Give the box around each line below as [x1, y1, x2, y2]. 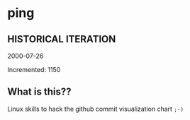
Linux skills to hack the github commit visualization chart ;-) [7, 104, 184, 113]
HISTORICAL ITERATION [7, 33, 116, 45]
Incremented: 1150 [7, 66, 61, 73]
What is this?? [7, 86, 72, 98]
